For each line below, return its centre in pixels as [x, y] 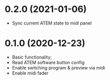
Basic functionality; [32, 57]
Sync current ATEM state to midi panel [52, 23]
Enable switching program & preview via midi [59, 67]
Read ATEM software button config [48, 62]
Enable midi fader [30, 73]
